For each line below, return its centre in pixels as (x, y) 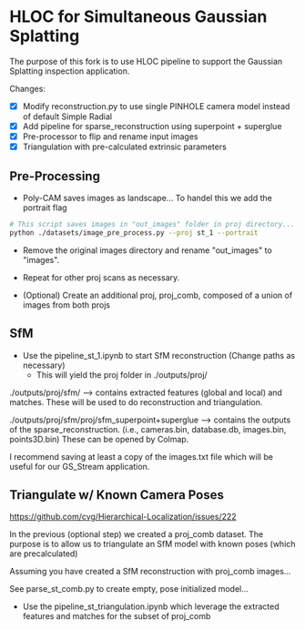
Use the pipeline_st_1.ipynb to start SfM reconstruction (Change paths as (159, 355)
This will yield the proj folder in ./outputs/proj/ (122, 374)
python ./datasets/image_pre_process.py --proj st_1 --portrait (134, 233)
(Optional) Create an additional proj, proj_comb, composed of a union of (158, 295)
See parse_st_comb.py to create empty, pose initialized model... (129, 589)
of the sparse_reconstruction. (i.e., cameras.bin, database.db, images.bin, (148, 429)
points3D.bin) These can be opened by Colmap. (99, 439)
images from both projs (66, 305)
